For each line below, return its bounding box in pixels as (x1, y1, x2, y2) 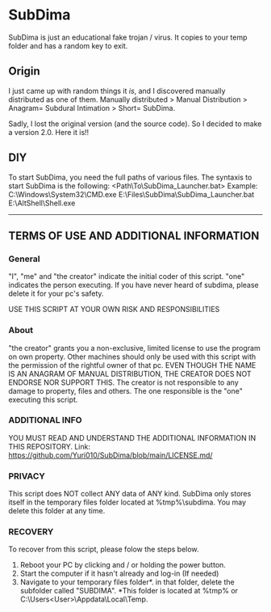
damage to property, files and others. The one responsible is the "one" (8, 386, 244, 395)
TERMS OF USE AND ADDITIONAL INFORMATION (8, 229, 260, 243)
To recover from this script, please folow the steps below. (8, 544, 199, 555)
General (8, 253, 40, 264)
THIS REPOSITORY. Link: (8, 441, 91, 451)
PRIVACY (8, 471, 46, 482)
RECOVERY (8, 526, 54, 538)
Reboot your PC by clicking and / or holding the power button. (19, 560, 226, 570)
